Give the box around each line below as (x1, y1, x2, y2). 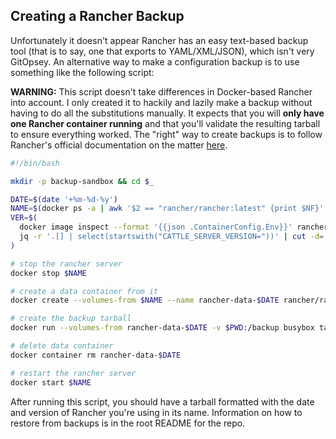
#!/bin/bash (10, 158, 60, 168)
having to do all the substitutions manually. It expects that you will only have (10, 107, 325, 119)
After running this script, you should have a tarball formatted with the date (10, 395, 315, 408)
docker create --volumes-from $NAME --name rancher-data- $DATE (10, 295, 280, 306)
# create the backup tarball (10, 314, 132, 324)
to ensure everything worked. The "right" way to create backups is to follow (10, 128, 323, 140)
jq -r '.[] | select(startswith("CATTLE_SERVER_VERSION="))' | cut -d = (19, 232, 325, 242)
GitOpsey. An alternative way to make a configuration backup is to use (10, 55, 300, 68)
